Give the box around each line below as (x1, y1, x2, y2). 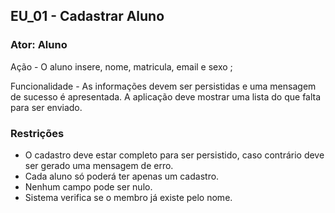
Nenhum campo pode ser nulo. (24, 180, 153, 193)
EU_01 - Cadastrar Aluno (10, 8, 165, 25)
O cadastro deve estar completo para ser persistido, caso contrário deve (24, 149, 325, 161)
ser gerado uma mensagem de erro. (24, 159, 174, 171)
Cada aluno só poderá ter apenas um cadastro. (24, 170, 220, 182)
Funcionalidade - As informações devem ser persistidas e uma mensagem (10, 80, 317, 92)
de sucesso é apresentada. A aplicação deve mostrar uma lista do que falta (10, 90, 322, 103)
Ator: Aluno (10, 38, 68, 52)
